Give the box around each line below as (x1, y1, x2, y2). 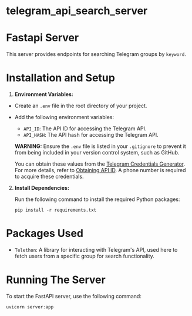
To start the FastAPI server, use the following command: (6, 292, 142, 299)
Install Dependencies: (14, 185, 69, 192)
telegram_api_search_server (6, 4, 148, 18)
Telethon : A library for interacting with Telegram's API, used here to (14, 246, 178, 253)
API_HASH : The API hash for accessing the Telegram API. (23, 131, 159, 139)
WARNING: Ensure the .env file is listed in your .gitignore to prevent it (14, 143, 186, 150)
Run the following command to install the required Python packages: (14, 196, 180, 203)
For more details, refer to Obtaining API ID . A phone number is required (14, 167, 186, 174)
